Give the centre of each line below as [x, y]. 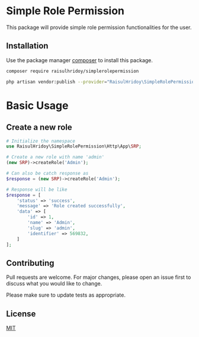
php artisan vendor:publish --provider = [57, 82]
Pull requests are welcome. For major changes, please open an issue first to [99, 277]
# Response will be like [37, 190]
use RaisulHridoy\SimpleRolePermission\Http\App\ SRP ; [74, 146]
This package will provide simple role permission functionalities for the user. [99, 27]
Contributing [30, 263]
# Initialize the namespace [41, 141]
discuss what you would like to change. [54, 284]
